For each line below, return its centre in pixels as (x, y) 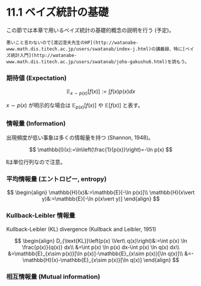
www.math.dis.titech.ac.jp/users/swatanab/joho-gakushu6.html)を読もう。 (98, 62)
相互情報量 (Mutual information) (53, 276)
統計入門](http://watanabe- (44, 55)
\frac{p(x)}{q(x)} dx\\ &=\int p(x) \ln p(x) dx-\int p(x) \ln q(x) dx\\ (101, 247)
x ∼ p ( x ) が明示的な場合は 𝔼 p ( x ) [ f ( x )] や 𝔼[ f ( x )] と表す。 (75, 106)
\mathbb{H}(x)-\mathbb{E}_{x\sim (64, 260)
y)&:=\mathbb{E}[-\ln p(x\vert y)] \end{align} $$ (101, 199)
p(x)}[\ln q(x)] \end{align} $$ (143, 260)
